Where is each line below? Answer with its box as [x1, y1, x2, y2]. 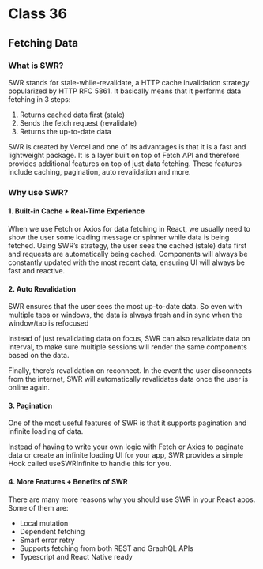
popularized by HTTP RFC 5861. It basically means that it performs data [8, 86, 242, 96]
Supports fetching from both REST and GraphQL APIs [19, 543, 193, 553]
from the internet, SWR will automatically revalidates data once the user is [8, 375, 249, 384]
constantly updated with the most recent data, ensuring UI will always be [8, 258, 245, 267]
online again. [8, 382, 50, 392]
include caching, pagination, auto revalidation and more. [8, 167, 191, 176]
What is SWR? [8, 60, 64, 71]
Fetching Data [8, 36, 79, 50]
